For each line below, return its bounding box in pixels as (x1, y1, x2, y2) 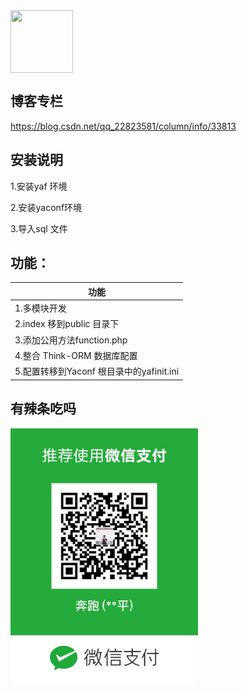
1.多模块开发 (14, 302, 67, 314)
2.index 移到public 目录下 (14, 318, 120, 330)
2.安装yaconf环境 (10, 201, 83, 213)
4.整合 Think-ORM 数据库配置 (14, 349, 138, 361)
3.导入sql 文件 (10, 222, 68, 234)
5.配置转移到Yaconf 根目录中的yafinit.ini (14, 365, 180, 378)
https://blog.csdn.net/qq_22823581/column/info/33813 (10, 120, 237, 132)
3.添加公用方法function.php (14, 334, 128, 346)
